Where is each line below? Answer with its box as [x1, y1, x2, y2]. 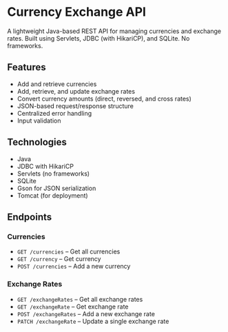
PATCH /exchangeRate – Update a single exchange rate [17, 317, 169, 325]
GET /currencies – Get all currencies [17, 247, 121, 256]
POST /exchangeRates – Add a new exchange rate [17, 309, 155, 318]
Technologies [7, 136, 68, 148]
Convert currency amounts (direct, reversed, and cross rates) [17, 94, 191, 103]
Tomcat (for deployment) [17, 191, 88, 200]
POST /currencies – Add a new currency [17, 262, 131, 271]
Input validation [17, 116, 61, 125]
